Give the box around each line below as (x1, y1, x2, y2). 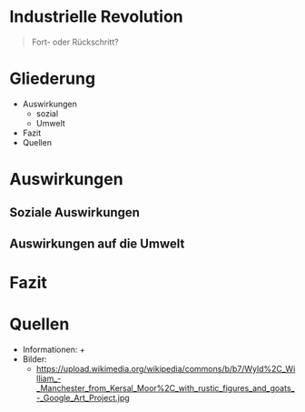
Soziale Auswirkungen (9, 205, 141, 220)
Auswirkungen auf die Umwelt (9, 236, 185, 251)
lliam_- (35, 373, 62, 384)
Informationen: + (22, 344, 85, 355)
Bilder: (22, 353, 47, 365)
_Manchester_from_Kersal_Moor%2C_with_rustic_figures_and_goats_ (35, 382, 295, 393)
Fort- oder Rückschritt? (31, 36, 120, 47)
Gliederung (9, 68, 96, 89)
